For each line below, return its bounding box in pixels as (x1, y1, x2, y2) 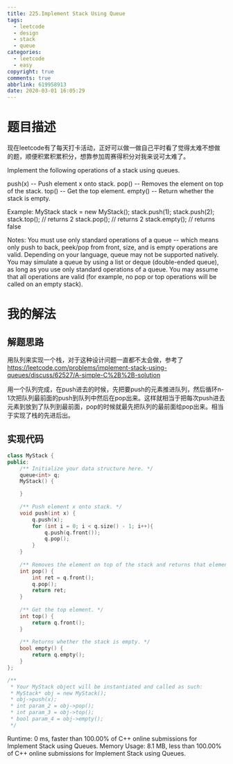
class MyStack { (7, 452, 54, 459)
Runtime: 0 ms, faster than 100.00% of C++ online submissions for (7, 734, 198, 743)
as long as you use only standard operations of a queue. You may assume (7, 265, 218, 274)
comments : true (7, 74, 51, 82)
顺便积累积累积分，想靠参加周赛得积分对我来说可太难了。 (25, 152, 189, 161)
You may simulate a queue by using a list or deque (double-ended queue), (7, 258, 219, 267)
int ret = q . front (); (32, 574, 95, 581)
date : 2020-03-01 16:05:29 (7, 87, 85, 94)
